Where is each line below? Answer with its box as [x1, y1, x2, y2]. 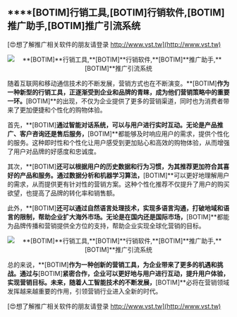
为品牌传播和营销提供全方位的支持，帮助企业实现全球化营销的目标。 [7, 221, 205, 230]
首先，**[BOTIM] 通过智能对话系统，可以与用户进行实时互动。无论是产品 [7, 120, 217, 129]
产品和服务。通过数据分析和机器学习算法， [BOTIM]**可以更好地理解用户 [19, 171, 230, 179]
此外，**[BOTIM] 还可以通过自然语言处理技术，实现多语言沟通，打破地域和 [7, 204, 224, 212]
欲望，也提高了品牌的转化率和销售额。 [7, 188, 119, 197]
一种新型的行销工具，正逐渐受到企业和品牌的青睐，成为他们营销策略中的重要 [7, 88, 230, 96]
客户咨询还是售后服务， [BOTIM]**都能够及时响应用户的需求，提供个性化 [19, 129, 230, 138]
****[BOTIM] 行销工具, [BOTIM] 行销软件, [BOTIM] [7, 6, 225, 19]
